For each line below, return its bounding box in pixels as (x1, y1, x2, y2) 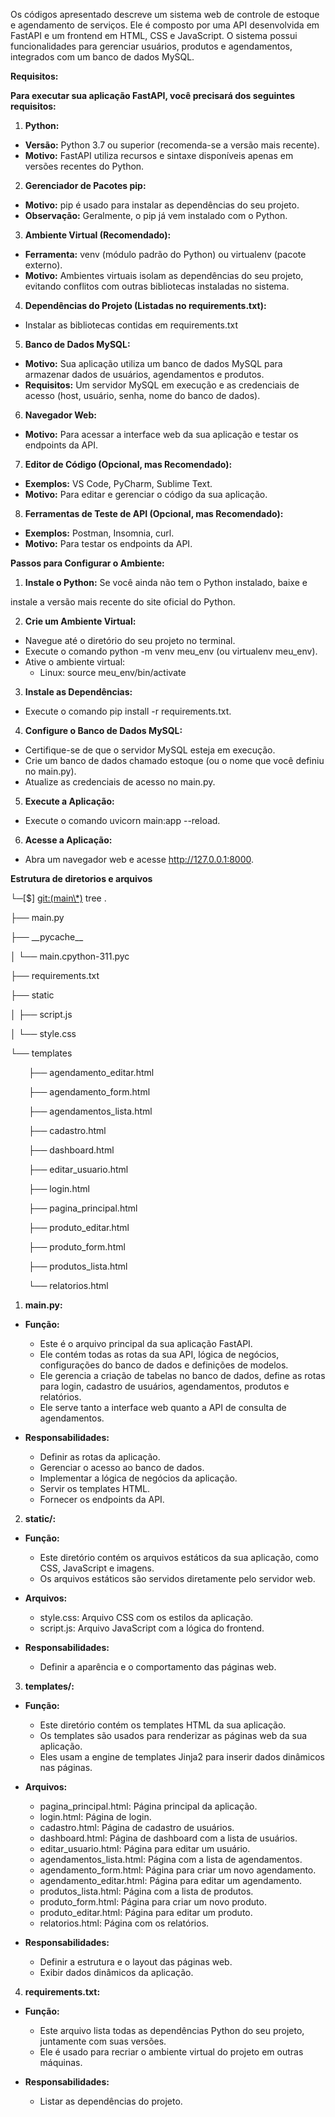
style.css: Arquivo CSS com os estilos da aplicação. (39, 1612, 254, 1623)
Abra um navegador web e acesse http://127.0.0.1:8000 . (24, 854, 255, 865)
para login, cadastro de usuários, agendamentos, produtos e (39, 1380, 290, 1392)
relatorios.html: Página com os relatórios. (39, 1917, 210, 1929)
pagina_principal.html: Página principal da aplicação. (39, 1800, 258, 1812)
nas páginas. (39, 1762, 93, 1773)
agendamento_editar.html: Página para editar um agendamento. (39, 1875, 303, 1886)
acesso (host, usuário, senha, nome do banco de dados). (24, 390, 261, 401)
